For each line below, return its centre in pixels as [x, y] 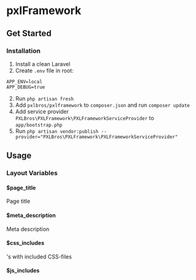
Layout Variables [32, 173]
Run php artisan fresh [44, 98]
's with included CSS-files [39, 256]
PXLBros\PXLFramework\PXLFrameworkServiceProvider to [85, 118]
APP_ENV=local [25, 81]
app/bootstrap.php [39, 125]
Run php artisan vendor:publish [57, 131]
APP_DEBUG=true [26, 87]
